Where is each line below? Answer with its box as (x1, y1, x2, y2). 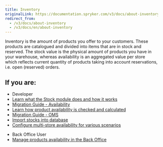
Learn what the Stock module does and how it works (12, 96, 118, 102)
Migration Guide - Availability (12, 101, 70, 107)
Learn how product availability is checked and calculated (12, 106, 126, 112)
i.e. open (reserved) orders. (5, 64, 60, 70)
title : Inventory (5, 7, 40, 12)
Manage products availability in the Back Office (12, 136, 107, 142)
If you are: (5, 78, 36, 86)
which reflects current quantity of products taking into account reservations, (5, 59, 158, 65)
